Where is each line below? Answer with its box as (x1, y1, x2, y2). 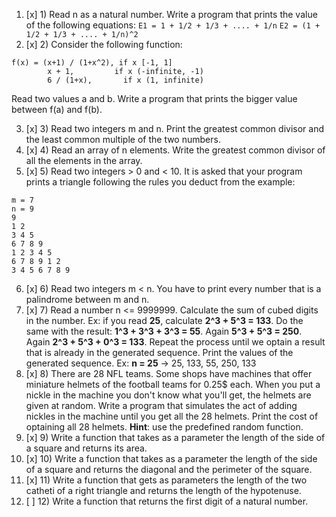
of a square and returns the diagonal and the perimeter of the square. (25, 464, 313, 475)
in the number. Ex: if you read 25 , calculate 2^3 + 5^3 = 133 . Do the (25, 315, 304, 326)
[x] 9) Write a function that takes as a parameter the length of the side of (25, 432, 326, 443)
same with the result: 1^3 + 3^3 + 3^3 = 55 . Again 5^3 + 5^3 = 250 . (25, 325, 303, 337)
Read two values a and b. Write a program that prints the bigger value (11, 93, 298, 104)
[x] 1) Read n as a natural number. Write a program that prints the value (25, 9, 318, 20)
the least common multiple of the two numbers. (25, 134, 221, 145)
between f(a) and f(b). (11, 104, 103, 115)
